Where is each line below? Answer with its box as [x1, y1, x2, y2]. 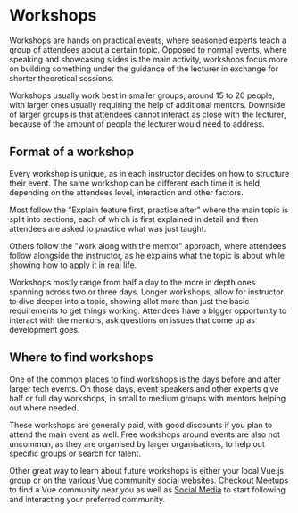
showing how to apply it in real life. [9, 260, 137, 270]
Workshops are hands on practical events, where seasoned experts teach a [9, 35, 287, 46]
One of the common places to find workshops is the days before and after [9, 374, 281, 385]
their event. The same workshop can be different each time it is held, [9, 178, 262, 188]
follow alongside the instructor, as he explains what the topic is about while [9, 250, 286, 261]
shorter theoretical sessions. [9, 72, 114, 83]
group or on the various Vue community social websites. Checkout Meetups [9, 475, 289, 485]
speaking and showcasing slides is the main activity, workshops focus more [9, 54, 288, 64]
